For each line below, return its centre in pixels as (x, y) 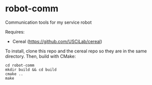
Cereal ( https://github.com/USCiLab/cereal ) (57, 41)
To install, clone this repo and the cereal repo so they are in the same (76, 51)
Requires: (15, 32)
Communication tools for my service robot (49, 22)
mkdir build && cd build (31, 70)
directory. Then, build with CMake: (41, 56)
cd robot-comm (20, 65)
